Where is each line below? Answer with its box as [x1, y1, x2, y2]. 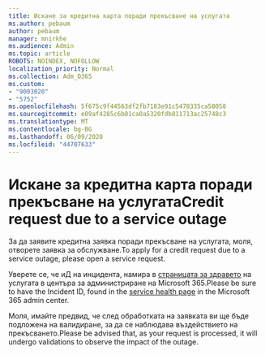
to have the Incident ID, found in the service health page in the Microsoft [8, 287, 250, 297]
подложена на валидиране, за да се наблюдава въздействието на [8, 320, 238, 330]
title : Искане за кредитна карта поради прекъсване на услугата [8, 11, 230, 20]
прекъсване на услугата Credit [8, 193, 224, 211]
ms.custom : [8, 80, 45, 88]
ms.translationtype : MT [8, 118, 89, 126]
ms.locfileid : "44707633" [8, 140, 96, 149]
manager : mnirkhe [8, 34, 67, 43]
